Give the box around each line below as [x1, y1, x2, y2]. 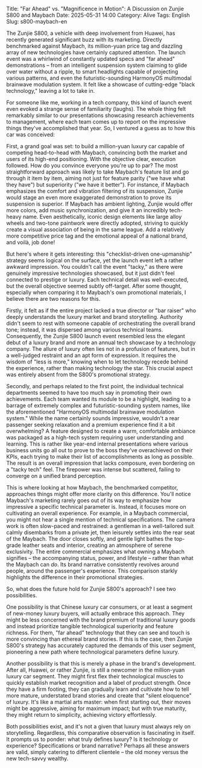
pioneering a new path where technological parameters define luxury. [6, 648, 180, 655]
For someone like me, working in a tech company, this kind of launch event [6, 99, 192, 106]
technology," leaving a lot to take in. [6, 87, 95, 94]
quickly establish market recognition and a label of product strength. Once [6, 679, 191, 686]
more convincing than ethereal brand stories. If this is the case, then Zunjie [6, 635, 192, 643]
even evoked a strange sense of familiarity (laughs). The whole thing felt [6, 105, 186, 112]
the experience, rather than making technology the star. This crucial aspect [6, 365, 193, 371]
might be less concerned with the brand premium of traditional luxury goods [6, 616, 196, 623]
